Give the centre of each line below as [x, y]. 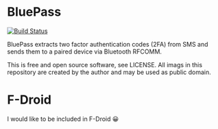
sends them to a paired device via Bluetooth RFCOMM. [85, 51]
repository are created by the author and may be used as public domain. [109, 72]
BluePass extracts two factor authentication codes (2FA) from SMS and [108, 44]
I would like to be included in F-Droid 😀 [63, 119]
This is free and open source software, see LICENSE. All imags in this [105, 64]
